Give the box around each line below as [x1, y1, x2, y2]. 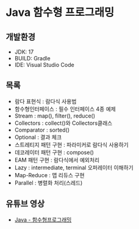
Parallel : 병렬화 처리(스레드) [14, 179, 83, 186]
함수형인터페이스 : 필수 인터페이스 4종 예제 [14, 105, 116, 113]
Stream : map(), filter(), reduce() [14, 112, 96, 119]
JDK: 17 [14, 48, 34, 55]
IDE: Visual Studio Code [14, 62, 74, 68]
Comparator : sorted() [14, 126, 70, 133]
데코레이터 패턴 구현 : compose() [14, 149, 94, 156]
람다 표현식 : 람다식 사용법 [14, 97, 77, 105]
